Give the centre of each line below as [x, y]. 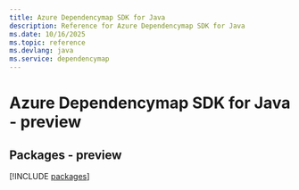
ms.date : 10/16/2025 [48, 34]
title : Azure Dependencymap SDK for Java [87, 17]
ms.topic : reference [48, 42]
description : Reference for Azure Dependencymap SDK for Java [127, 26]
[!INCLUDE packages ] [50, 176]
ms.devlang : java [42, 51]
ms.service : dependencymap [59, 59]
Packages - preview [66, 155]
